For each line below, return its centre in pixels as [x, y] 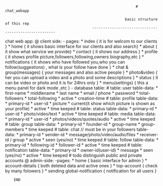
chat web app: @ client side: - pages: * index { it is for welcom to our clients [81, 41]
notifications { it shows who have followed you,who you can [65, 62]
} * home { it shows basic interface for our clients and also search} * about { [81, 46]
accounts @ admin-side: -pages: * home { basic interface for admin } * [76, 160]
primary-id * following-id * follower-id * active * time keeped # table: [74, 145]
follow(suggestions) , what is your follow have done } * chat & [67, 67]
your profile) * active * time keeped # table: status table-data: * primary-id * [81, 109]
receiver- [149, 134]
